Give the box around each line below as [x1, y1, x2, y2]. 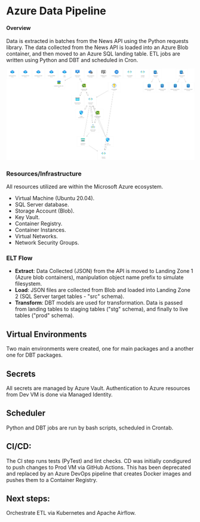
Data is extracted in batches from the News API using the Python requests [6, 38, 189, 45]
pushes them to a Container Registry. [6, 476, 97, 483]
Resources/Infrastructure [6, 169, 82, 177]
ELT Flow [6, 254, 33, 262]
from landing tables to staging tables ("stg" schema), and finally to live [14, 306, 189, 313]
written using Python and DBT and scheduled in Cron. [6, 57, 139, 64]
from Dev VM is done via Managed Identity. [6, 391, 113, 398]
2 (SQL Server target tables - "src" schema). [14, 293, 124, 300]
